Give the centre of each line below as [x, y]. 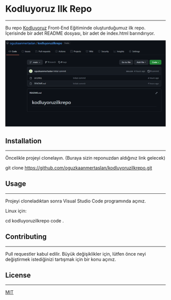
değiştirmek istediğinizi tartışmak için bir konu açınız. [61, 259]
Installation [23, 141]
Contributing [26, 237]
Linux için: [16, 211]
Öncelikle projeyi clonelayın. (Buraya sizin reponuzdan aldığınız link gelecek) [85, 158]
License [18, 275]
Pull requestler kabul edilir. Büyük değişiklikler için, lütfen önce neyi [76, 254]
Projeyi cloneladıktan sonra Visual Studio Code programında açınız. [76, 201]
